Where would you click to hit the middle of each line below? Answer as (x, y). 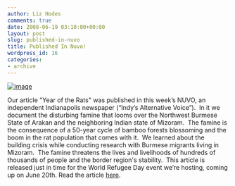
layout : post (26, 33)
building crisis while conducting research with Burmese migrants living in (113, 144)
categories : (25, 60)
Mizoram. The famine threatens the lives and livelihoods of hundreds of (112, 152)
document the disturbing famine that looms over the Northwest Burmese (113, 115)
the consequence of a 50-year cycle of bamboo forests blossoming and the (117, 130)
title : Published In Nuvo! (47, 46)
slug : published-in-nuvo (44, 40)
